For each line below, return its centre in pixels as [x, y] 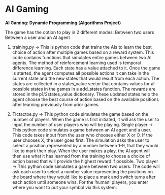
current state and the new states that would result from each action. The [86, 78]
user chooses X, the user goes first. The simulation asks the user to [81, 140]
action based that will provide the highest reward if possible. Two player [85, 161]
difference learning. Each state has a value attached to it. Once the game [86, 68]
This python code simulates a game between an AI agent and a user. [82, 130]
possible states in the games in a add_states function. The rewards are [84, 89]
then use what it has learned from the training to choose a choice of [81, 156]
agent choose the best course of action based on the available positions [85, 99]
